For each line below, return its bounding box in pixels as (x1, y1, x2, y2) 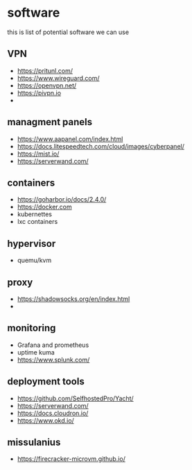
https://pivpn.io (17, 88, 61, 97)
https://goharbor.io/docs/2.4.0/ (17, 195, 107, 204)
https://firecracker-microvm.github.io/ (17, 455, 126, 463)
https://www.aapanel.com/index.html (17, 134, 123, 143)
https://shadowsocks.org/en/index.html (17, 295, 130, 303)
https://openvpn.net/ (17, 81, 77, 90)
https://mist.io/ (17, 149, 60, 158)
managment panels (7, 116, 92, 128)
